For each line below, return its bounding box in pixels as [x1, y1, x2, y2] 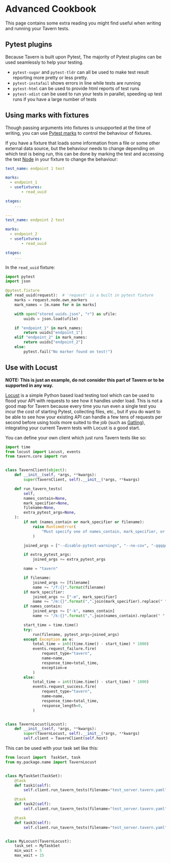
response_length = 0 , [41, 703, 83, 708]
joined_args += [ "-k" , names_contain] [32, 608, 115, 614]
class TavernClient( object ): [5, 467, 67, 473]
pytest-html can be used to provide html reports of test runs [12, 85, 140, 91]
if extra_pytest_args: [23, 552, 72, 557]
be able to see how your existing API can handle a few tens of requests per [5, 414, 163, 420]
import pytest [5, 274, 36, 279]
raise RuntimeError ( [32, 524, 76, 529]
